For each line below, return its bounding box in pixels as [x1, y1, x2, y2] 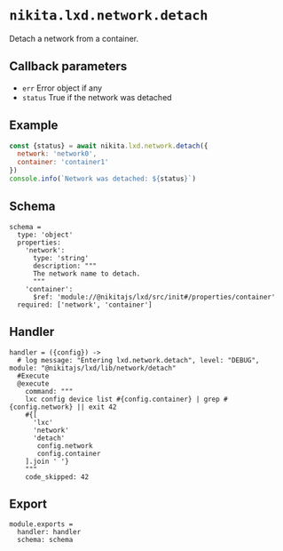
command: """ [25, 387, 74, 395]
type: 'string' [32, 253, 90, 262]
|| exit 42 [76, 403, 117, 411]
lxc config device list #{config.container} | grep [25, 395, 220, 403]
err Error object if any [21, 83, 103, 93]
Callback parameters [9, 59, 128, 74]
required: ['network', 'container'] [17, 300, 153, 309]
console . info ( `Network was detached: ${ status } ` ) [9, 174, 197, 184]
